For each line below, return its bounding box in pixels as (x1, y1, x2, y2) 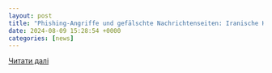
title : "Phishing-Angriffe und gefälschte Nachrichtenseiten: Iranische (8, 19, 259, 27)
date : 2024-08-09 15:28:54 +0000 (8, 26, 121, 34)
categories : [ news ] (8, 34, 74, 43)
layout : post (8, 11, 53, 20)
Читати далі (8, 56, 49, 66)
